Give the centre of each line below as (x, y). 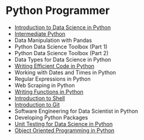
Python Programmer (58, 11)
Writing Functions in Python (49, 92)
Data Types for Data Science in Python (63, 59)
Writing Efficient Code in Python (54, 66)
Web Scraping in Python (44, 85)
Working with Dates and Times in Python (65, 72)
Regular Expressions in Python (53, 79)
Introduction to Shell (40, 98)
